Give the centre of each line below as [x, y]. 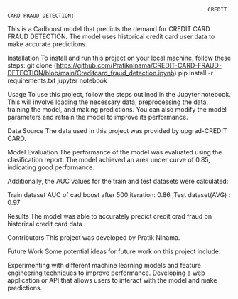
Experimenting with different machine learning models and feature [104, 265]
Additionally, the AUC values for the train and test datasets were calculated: [118, 181]
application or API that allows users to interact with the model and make [112, 280]
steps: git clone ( [32, 65]
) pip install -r [194, 73]
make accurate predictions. [47, 44]
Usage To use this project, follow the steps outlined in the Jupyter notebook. [119, 94]
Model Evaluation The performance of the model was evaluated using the [115, 152]
